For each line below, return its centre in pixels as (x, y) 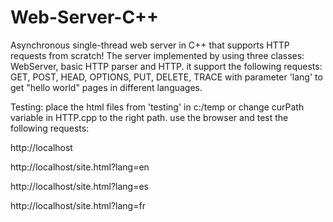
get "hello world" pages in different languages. (106, 87)
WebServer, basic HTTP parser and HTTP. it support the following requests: (166, 66)
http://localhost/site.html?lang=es (80, 186)
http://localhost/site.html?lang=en (80, 167)
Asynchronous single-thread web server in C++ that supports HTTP (150, 45)
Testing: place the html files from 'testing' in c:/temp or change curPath (157, 107)
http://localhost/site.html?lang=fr (78, 205)
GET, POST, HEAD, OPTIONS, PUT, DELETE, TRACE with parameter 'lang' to (166, 77)
